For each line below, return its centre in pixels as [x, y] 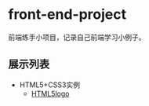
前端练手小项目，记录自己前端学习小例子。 [77, 37]
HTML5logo [50, 93]
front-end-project [67, 15]
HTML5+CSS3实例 [50, 85]
